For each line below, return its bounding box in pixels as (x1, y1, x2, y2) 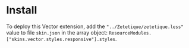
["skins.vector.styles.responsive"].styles (6, 36, 116, 42)
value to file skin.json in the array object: (6, 29, 108, 36)
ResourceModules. (109, 30, 152, 36)
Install (6, 4, 37, 17)
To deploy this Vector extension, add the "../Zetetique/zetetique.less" (6, 23, 184, 30)
